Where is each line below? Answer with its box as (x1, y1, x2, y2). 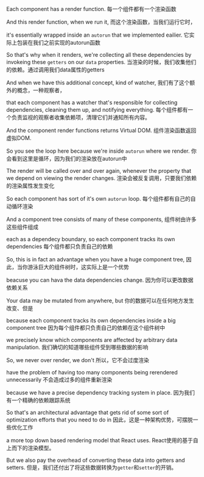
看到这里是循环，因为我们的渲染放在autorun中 (11, 155, 127, 162)
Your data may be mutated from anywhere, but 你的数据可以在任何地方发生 (6, 297, 194, 304)
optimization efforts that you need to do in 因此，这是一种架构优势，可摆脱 (6, 416, 193, 423)
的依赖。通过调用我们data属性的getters (6, 66, 105, 73)
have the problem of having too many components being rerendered (6, 369, 178, 376)
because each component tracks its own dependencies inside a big (6, 317, 176, 324)
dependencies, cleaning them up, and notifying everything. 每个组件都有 (6, 106, 188, 113)
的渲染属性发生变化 (6, 182, 55, 189)
